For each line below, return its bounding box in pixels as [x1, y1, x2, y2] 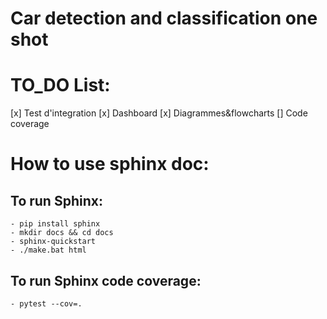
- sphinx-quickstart [10, 237, 97, 247]
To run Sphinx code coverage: [10, 272, 202, 289]
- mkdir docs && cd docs [10, 228, 114, 238]
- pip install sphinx [10, 219, 101, 229]
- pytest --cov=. [10, 298, 83, 309]
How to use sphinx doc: [10, 153, 210, 176]
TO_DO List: [10, 74, 111, 97]
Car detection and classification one [10, 7, 318, 30]
